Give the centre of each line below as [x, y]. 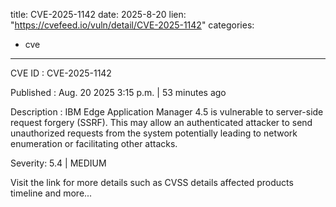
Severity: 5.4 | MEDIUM [58, 163]
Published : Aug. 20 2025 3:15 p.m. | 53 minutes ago [118, 92]
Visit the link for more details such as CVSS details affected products [152, 182]
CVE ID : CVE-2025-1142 [61, 73]
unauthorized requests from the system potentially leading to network [154, 133]
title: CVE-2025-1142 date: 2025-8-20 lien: [98, 14]
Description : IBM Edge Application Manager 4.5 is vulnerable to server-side [167, 112]
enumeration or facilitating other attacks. [94, 143]
